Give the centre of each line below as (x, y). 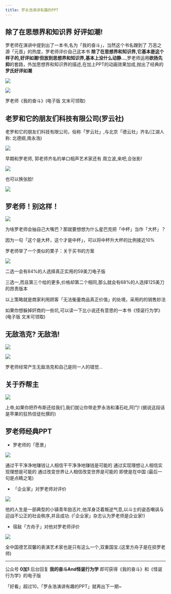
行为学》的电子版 (23, 575)
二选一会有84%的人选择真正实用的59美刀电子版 (55, 271)
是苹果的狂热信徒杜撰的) (31, 414)
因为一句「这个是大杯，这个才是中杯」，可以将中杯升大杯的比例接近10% (80, 240)
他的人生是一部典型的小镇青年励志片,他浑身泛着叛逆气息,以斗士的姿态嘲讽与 (85, 509)
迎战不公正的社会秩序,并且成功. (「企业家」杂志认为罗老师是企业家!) (75, 516)
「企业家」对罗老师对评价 (39, 489)
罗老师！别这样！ (32, 206)
